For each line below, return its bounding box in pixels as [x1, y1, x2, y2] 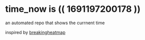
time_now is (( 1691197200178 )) [5, 3, 141, 15]
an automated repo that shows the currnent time [5, 20, 105, 26]
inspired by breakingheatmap [5, 29, 66, 35]
